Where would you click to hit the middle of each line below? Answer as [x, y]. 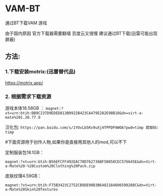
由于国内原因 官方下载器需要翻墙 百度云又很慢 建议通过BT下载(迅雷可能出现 [81, 33]
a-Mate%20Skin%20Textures [31, 189]
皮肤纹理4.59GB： [23, 176]
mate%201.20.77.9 [23, 117]
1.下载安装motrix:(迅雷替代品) [41, 72]
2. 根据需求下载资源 [28, 97]
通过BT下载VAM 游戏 [26, 23]
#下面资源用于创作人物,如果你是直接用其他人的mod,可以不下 [66, 142]
